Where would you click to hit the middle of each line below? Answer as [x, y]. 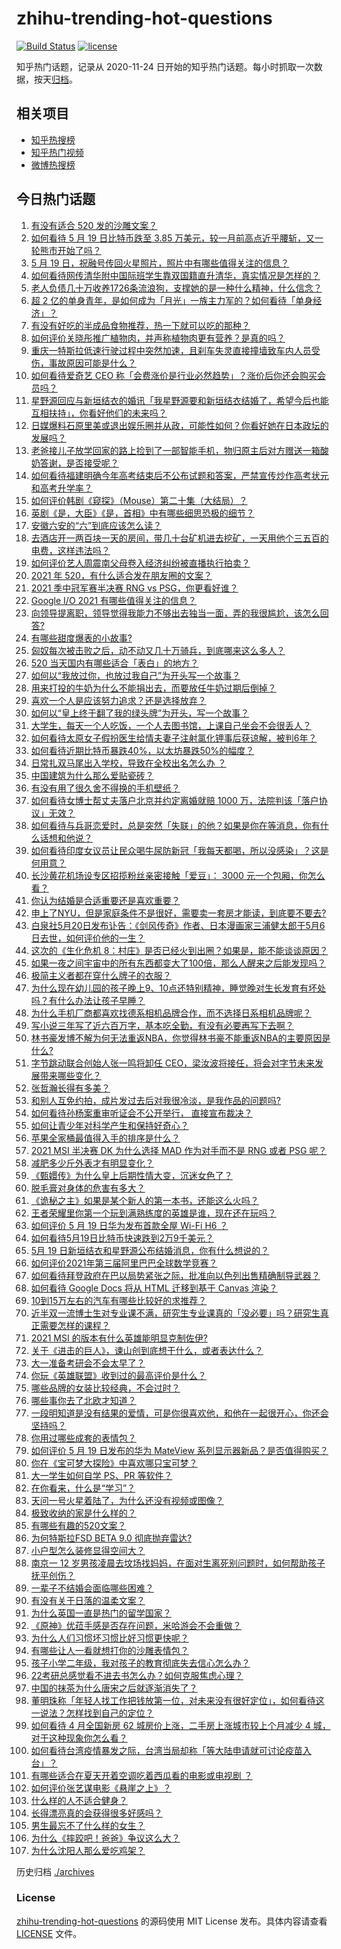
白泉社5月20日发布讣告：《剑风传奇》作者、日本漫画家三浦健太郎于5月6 [178, 925]
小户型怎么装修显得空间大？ [88, 1550]
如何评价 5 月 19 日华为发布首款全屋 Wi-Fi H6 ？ [129, 1225]
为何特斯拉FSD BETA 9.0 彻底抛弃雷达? [111, 1538]
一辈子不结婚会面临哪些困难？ [92, 1588]
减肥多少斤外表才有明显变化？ [92, 1163]
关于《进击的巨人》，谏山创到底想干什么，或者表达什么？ [147, 1350]
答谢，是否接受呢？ [79, 463]
